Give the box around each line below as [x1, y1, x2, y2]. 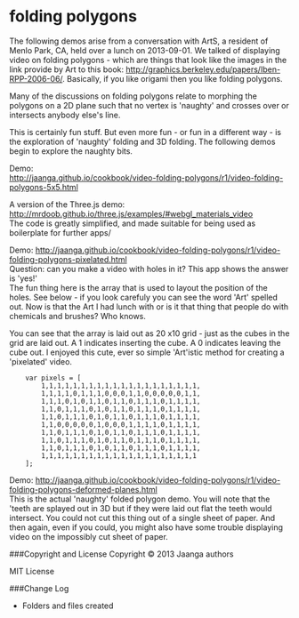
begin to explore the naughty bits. [9, 145, 133, 157]
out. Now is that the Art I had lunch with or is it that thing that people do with [9, 301, 289, 312]
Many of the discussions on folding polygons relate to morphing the [9, 91, 258, 101]
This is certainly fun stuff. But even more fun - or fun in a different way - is [9, 126, 282, 137]
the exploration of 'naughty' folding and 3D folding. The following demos [9, 136, 276, 147]
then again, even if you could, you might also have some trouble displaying [9, 522, 283, 533]
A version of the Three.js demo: [9, 198, 125, 210]
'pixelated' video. [9, 356, 73, 366]
